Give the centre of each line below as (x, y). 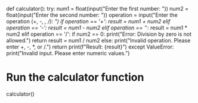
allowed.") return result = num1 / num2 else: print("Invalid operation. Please (98, 40)
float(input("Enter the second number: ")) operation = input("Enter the (92, 15)
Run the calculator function (75, 78)
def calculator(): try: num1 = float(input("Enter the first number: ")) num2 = (98, 9)
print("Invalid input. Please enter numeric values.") (68, 53)
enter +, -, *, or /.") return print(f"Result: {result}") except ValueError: (90, 47)
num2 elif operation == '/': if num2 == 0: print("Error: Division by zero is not (99, 34)
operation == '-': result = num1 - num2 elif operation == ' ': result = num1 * (97, 28)
